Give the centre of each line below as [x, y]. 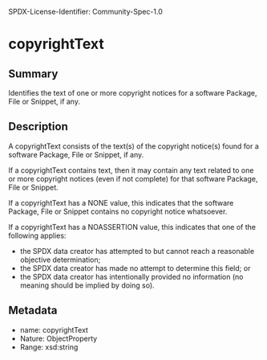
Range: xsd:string [49, 347]
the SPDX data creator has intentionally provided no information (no [131, 276]
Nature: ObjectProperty [59, 338]
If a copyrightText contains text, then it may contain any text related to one [131, 170]
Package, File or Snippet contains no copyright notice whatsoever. [118, 211]
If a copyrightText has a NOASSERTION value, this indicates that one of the [132, 227]
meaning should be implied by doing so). [87, 285]
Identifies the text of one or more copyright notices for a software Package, [133, 93]
